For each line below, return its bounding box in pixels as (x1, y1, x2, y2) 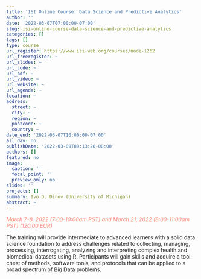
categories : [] (6, 31, 45, 37)
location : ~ (6, 93, 36, 99)
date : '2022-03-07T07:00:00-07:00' (6, 20, 96, 26)
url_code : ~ (6, 64, 36, 71)
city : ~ (11, 110, 31, 116)
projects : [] (6, 188, 39, 194)
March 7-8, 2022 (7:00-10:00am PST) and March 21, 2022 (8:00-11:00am (6, 216, 190, 223)
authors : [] (6, 149, 36, 155)
